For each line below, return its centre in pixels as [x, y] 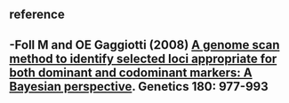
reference [37, 15]
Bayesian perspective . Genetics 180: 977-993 [139, 87]
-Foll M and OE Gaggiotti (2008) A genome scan [144, 45]
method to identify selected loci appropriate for [143, 58]
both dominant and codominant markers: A [131, 72]
